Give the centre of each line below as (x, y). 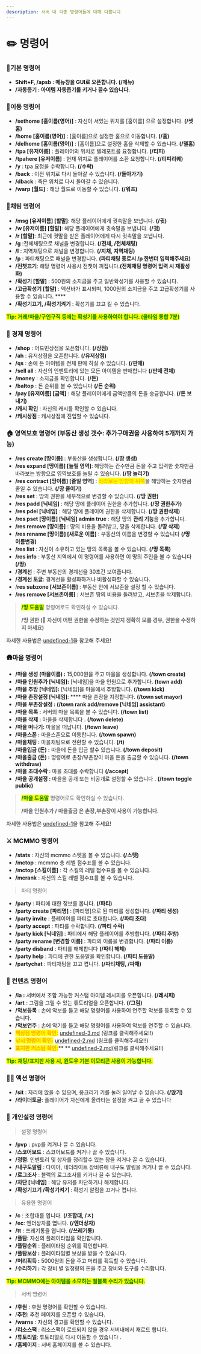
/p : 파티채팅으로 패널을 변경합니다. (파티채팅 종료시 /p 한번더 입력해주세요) (103, 258)
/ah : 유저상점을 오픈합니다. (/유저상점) (61, 355)
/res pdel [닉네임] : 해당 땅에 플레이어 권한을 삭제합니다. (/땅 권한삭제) (97, 511)
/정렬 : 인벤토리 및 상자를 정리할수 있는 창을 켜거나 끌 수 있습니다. (91, 1159)
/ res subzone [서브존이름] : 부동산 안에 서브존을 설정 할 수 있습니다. (95, 587)
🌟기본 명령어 (23, 68)
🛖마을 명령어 (24, 658)
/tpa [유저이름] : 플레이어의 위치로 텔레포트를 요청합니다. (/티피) (90, 151)
